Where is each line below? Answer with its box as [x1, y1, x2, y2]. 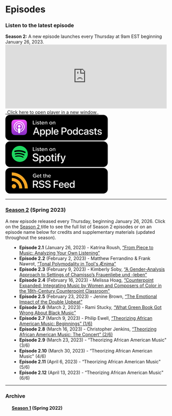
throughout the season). [5, 234, 56, 240]
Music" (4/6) [19, 353, 46, 359]
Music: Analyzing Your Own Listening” [19, 250, 100, 256]
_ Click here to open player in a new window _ [5, 109, 99, 116]
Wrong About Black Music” [19, 310, 76, 316]
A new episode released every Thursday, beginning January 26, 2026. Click [5, 218, 165, 224]
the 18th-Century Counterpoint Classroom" [19, 288, 110, 294]
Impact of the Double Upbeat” [19, 298, 83, 305]
